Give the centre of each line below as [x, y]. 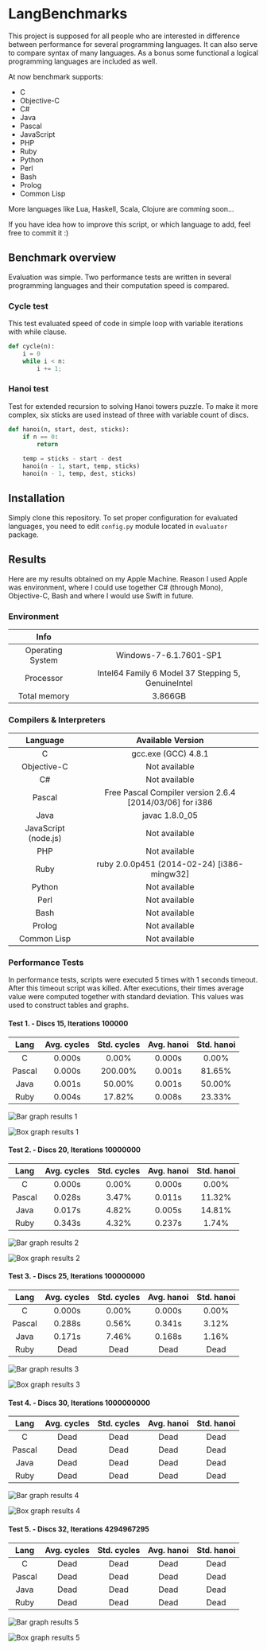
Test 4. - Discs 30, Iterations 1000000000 [79, 1403]
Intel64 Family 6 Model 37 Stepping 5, [169, 673]
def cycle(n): [32, 347]
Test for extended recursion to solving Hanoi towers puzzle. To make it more [133, 406]
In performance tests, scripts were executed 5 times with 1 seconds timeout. [133, 980]
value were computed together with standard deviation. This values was [126, 997]
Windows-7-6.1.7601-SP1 [169, 655]
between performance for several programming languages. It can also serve [133, 44]
